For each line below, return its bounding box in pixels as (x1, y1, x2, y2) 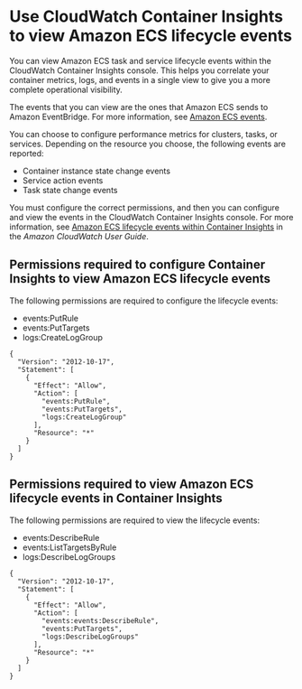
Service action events (22, 174, 104, 186)
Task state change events (22, 184, 118, 195)
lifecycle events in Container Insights (9, 490, 223, 507)
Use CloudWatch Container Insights (9, 6, 284, 27)
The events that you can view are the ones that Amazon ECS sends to (9, 101, 269, 112)
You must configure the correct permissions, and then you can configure (9, 201, 279, 213)
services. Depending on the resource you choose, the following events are (9, 138, 287, 149)
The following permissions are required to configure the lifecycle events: (9, 295, 279, 306)
